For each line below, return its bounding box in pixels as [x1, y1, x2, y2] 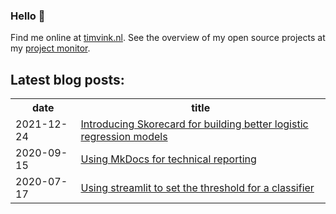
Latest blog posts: [10, 71, 125, 88]
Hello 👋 [10, 9, 46, 23]
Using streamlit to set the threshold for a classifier [80, 181, 315, 195]
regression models [80, 130, 168, 144]
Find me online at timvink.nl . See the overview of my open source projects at [10, 32, 326, 44]
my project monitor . [10, 42, 91, 54]
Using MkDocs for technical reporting [80, 152, 257, 166]
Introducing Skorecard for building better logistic [80, 117, 309, 131]
